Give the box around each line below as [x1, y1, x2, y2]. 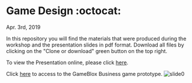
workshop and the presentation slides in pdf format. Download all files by [6, 41, 184, 48]
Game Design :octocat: [6, 4, 121, 18]
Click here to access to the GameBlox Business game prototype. [6, 70, 162, 77]
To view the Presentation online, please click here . [6, 59, 129, 66]
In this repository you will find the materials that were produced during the [6, 35, 187, 42]
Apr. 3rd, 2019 [6, 24, 41, 31]
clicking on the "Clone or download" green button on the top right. [6, 47, 167, 54]
